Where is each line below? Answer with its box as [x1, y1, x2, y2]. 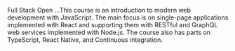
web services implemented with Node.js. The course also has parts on [7, 28, 211, 36]
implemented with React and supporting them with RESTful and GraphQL [7, 21, 218, 29]
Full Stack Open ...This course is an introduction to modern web [7, 6, 192, 14]
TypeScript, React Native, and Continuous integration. [7, 36, 163, 44]
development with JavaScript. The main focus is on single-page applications [7, 13, 229, 22]
